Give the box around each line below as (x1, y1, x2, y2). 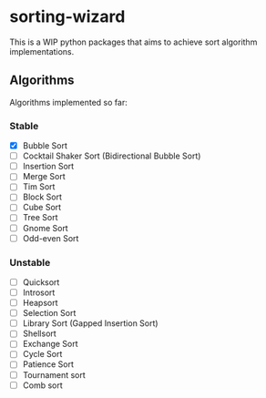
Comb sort (22, 380, 64, 391)
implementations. (9, 46, 75, 56)
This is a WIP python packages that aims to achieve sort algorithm (9, 36, 258, 47)
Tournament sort (22, 369, 87, 380)
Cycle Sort (22, 349, 63, 360)
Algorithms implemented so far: (9, 97, 128, 107)
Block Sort (22, 191, 62, 202)
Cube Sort (22, 202, 62, 213)
